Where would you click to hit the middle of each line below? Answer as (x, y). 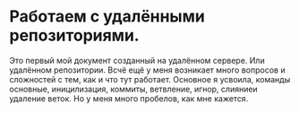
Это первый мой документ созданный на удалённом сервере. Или (137, 60)
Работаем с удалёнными (107, 17)
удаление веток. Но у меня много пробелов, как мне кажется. (129, 98)
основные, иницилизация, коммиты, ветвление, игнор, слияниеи (133, 89)
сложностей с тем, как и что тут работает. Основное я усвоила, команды (150, 79)
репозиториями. (75, 35)
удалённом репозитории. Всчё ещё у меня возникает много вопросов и (147, 70)
